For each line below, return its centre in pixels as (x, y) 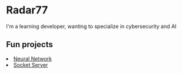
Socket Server (31, 65)
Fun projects (29, 45)
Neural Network (33, 58)
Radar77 (27, 10)
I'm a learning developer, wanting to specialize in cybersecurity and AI (91, 26)
